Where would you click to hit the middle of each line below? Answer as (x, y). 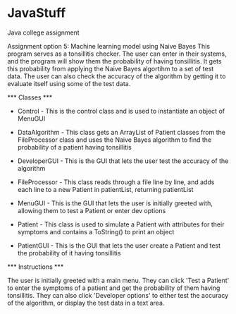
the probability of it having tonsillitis (69, 253)
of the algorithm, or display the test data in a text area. (86, 303)
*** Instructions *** (36, 267)
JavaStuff (37, 13)
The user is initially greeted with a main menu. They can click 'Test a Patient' (118, 280)
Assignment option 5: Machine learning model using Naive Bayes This (108, 46)
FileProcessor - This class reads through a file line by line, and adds (116, 182)
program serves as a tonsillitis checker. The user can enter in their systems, (117, 54)
